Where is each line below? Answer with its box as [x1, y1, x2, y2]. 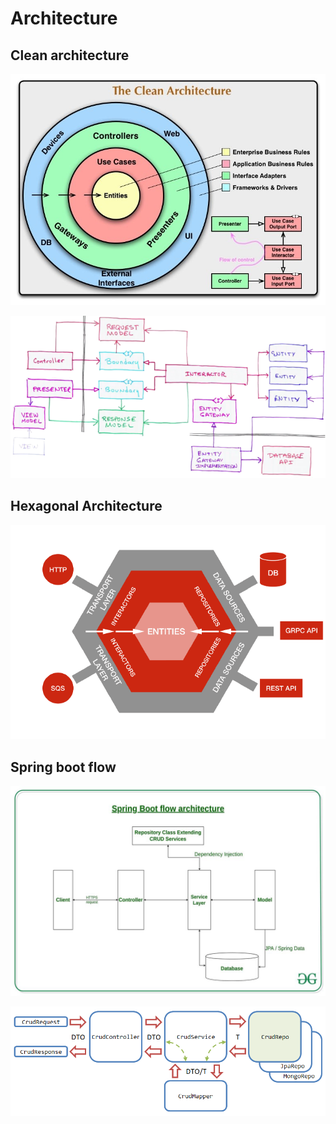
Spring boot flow [10, 758, 117, 776]
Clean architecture [10, 47, 130, 64]
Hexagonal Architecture [10, 498, 163, 515]
